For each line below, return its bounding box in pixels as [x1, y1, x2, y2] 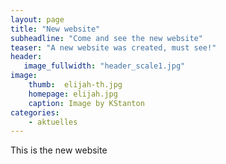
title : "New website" [10, 24, 101, 34]
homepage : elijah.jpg [28, 89, 118, 99]
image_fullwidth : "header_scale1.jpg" [23, 61, 186, 71]
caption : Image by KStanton [28, 98, 145, 108]
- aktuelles [28, 117, 78, 127]
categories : [10, 107, 60, 118]
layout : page [10, 14, 65, 25]
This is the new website [10, 144, 108, 156]
